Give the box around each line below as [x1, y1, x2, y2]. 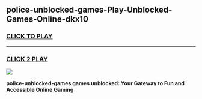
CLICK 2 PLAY [6, 55, 48, 63]
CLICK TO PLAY [6, 32, 53, 41]
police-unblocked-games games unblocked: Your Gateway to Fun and [6, 79, 185, 86]
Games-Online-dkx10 [6, 14, 89, 25]
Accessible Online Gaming [6, 86, 74, 93]
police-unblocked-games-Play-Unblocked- [6, 5, 173, 15]
